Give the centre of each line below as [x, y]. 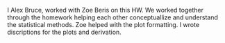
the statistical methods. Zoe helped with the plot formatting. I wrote [103, 25]
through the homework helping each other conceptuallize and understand [113, 17]
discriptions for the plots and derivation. [64, 32]
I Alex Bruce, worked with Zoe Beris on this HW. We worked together [105, 10]
